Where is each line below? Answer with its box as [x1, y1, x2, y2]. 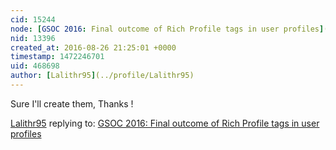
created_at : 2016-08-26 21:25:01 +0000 [10, 42, 177, 53]
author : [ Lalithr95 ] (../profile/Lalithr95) [10, 71, 195, 81]
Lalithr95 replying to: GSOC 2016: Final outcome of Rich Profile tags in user [10, 117, 320, 129]
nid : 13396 [10, 33, 56, 43]
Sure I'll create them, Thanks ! [10, 97, 134, 110]
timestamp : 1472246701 [10, 52, 105, 62]
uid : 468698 [10, 61, 60, 71]
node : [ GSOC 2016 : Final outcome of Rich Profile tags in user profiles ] [10, 24, 325, 34]
